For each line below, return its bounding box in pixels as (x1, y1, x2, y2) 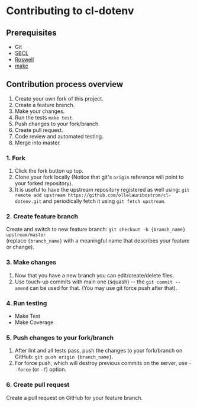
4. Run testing (6, 299, 47, 307)
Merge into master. (14, 139, 61, 146)
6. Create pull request (6, 380, 70, 389)
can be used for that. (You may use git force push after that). (29, 284, 177, 291)
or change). (6, 244, 34, 251)
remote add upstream (14, 192, 66, 199)
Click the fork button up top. (14, 167, 84, 175)
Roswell (14, 56, 34, 63)
